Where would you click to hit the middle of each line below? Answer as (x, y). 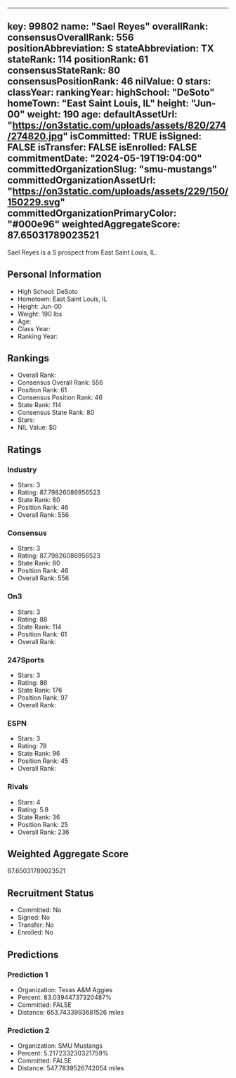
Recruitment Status (51, 893)
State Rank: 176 (40, 691)
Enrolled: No (35, 932)
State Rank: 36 (39, 817)
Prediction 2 (28, 1030)
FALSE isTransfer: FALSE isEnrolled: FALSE (102, 147)
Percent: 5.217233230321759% (63, 1053)
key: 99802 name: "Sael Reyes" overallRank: (108, 26)
